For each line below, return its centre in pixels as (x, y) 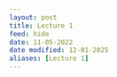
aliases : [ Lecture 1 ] (49, 58)
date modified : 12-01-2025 (59, 50)
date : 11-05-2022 (41, 42)
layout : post (33, 17)
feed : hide (29, 34)
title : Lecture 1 (41, 26)
